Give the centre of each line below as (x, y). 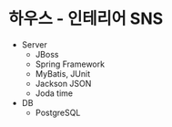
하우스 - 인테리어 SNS (86, 19)
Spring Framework (70, 64)
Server (34, 44)
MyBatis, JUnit (63, 73)
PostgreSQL (58, 112)
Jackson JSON (63, 83)
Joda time (54, 93)
